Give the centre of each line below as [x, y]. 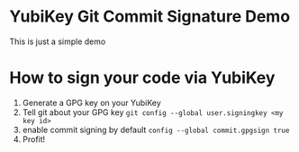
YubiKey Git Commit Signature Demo [150, 17]
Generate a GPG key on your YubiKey [92, 103]
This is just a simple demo [58, 41]
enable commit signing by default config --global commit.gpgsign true [156, 130]
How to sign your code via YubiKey [142, 78]
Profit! [34, 139]
